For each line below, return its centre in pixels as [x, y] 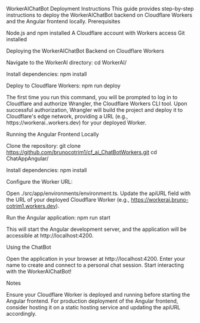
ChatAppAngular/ [27, 159]
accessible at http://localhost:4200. [50, 235]
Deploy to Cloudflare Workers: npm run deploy [63, 86]
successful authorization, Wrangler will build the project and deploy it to [95, 110]
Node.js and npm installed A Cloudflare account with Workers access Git [96, 33]
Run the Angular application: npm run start [58, 217]
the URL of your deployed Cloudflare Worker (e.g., [68, 199]
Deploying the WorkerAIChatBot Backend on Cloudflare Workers [85, 51]
